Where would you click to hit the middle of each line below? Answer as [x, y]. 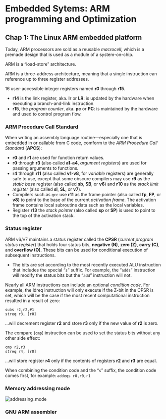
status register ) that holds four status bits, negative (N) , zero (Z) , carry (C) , [82, 244]
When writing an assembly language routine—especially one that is [74, 138]
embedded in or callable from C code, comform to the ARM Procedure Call [81, 143]
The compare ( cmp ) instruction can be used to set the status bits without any [83, 333]
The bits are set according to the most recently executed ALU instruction [86, 264]
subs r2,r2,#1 [20, 310]
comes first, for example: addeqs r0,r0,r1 [48, 375]
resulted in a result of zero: [33, 301]
